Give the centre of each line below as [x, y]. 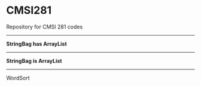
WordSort [18, 78]
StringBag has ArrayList [36, 44]
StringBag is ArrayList [34, 60]
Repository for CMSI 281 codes [45, 27]
